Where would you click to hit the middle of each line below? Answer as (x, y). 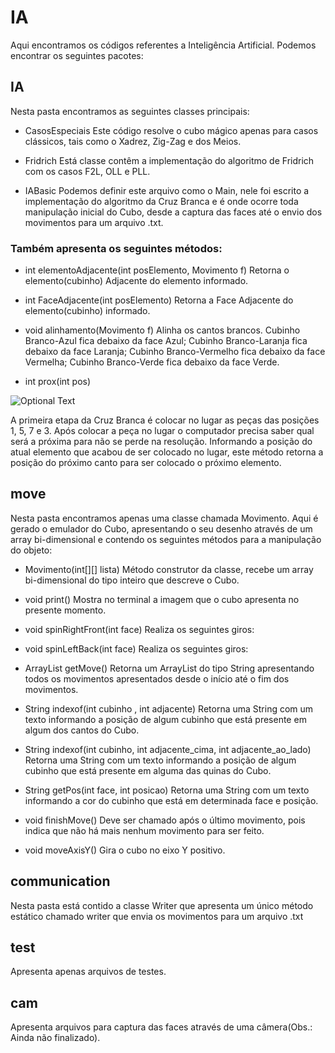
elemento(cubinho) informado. (87, 311)
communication (60, 881)
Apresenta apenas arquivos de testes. (88, 972)
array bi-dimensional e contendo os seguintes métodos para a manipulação (166, 539)
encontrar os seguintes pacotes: (77, 55)
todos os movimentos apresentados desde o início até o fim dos (157, 678)
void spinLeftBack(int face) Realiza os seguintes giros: (136, 648)
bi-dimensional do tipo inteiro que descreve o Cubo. (132, 580)
